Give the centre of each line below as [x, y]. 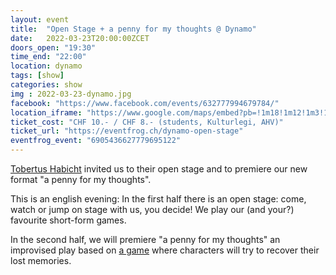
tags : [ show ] [37, 76]
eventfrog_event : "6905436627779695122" [96, 141]
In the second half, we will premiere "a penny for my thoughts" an [145, 239]
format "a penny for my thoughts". [81, 179]
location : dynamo [46, 66]
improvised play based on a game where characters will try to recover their [165, 250]
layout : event [40, 19]
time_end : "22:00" [48, 57]
